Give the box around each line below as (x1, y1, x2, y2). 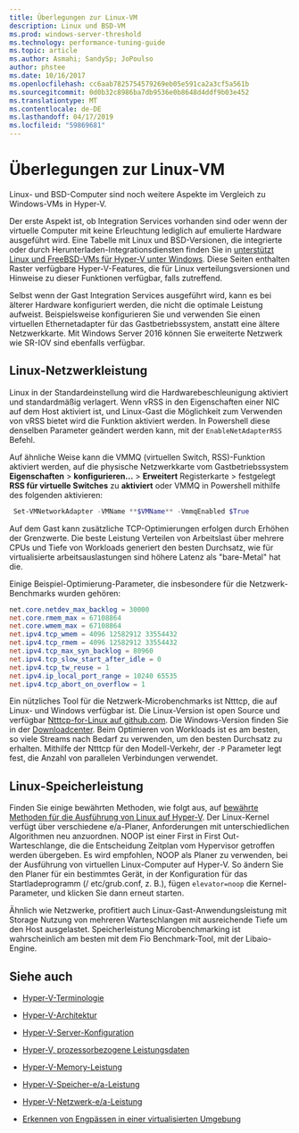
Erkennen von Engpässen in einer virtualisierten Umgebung (21, 1113, 241, 1124)
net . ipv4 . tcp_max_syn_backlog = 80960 (9, 646, 154, 655)
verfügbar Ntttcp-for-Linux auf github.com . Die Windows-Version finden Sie (9, 715, 289, 726)
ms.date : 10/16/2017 (9, 71, 87, 80)
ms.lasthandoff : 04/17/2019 (9, 112, 114, 121)
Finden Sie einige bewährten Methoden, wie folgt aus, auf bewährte (9, 803, 259, 813)
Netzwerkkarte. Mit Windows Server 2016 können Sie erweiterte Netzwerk (9, 328, 283, 338)
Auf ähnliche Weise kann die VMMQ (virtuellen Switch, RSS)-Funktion (9, 452, 266, 462)
